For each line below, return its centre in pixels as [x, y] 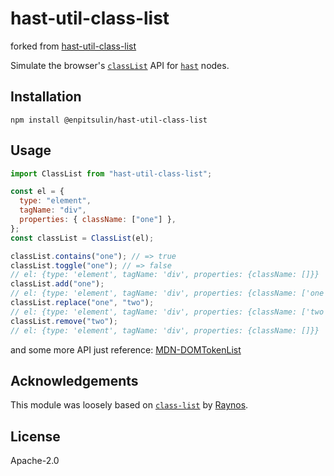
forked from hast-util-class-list [73, 46]
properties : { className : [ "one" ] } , [98, 220]
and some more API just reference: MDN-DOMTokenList [126, 349]
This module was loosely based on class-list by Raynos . [129, 405]
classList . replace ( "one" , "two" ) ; [82, 303]
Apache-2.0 [35, 461]
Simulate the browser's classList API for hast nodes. [120, 65]
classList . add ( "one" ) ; [57, 284]
